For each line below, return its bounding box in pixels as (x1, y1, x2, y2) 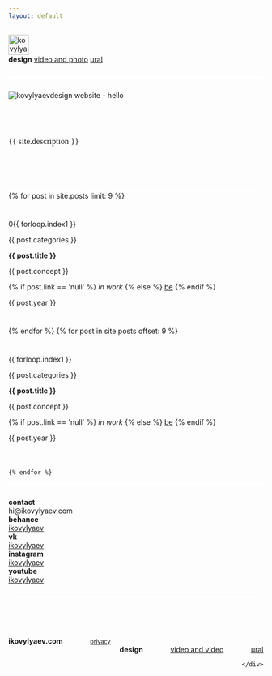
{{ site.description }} (8, 135, 79, 147)
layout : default (8, 11, 63, 20)
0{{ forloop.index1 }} (8, 219, 77, 229)
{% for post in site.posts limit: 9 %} (8, 190, 125, 200)
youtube (8, 566, 38, 575)
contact (8, 497, 36, 507)
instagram (8, 549, 44, 558)
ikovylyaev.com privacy (8, 635, 111, 645)
